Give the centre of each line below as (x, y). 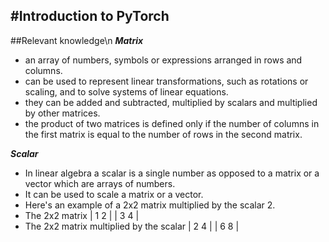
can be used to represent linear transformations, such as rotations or (166, 81)
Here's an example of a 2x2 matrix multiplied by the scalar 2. (150, 205)
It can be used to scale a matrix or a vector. (114, 194)
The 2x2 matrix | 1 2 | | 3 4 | (82, 215)
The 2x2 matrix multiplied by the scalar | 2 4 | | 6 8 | (132, 226)
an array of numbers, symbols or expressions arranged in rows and (163, 60)
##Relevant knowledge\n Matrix (77, 40)
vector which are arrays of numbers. (100, 183)
